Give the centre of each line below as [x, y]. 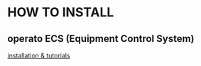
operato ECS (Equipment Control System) [101, 39]
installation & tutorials [39, 55]
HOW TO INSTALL [61, 12]
